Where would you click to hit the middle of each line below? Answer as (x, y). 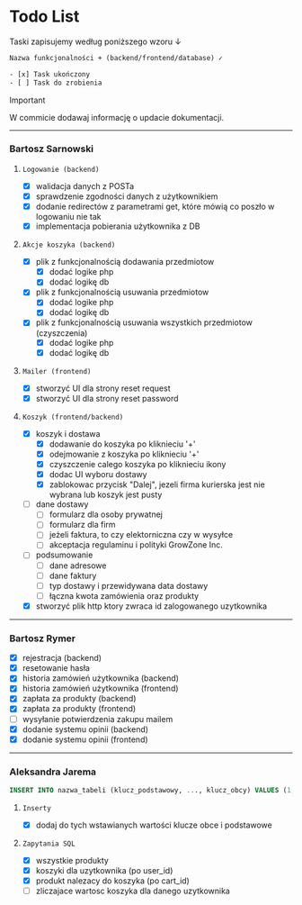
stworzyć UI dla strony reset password (107, 398)
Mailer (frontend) (57, 371)
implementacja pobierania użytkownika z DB (118, 226)
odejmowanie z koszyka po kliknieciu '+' (124, 454)
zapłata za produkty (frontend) (79, 709)
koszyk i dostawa (68, 433)
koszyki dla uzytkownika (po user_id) (104, 871)
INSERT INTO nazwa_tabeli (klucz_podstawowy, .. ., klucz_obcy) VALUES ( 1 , (152, 791)
